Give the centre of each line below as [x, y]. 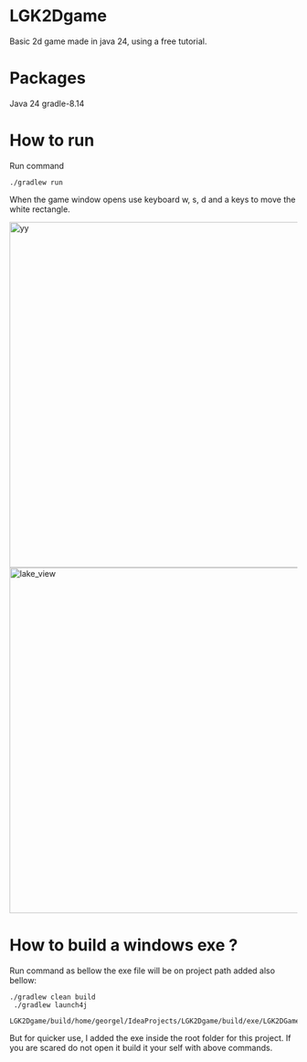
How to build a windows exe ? [124, 945]
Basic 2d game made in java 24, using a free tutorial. [108, 41]
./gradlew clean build [53, 997]
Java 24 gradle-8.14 [47, 103]
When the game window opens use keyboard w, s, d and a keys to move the [153, 199]
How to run [52, 140]
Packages [48, 78]
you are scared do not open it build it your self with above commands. [141, 1047]
